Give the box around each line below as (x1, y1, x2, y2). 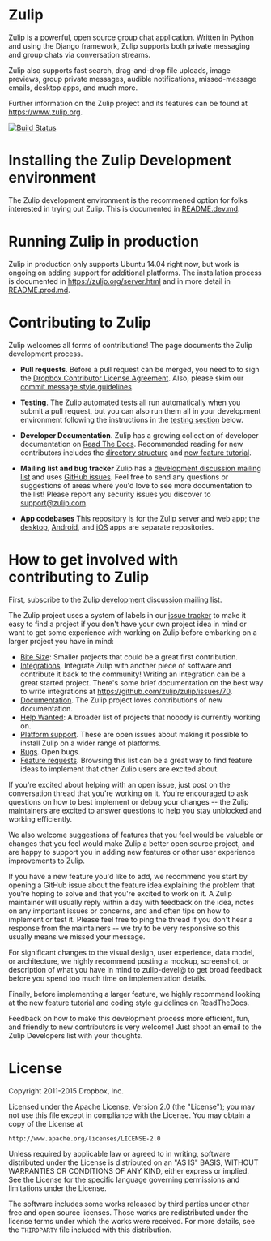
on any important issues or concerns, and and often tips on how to (8, 906, 231, 916)
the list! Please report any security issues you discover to (19, 489, 212, 499)
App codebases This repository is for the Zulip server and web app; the (19, 513, 260, 523)
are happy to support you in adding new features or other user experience (8, 847, 256, 857)
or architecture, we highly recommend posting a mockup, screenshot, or (8, 955, 250, 966)
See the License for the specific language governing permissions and (8, 1174, 240, 1184)
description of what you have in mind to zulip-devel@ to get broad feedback (8, 964, 263, 974)
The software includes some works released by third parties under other (8, 1199, 250, 1209)
